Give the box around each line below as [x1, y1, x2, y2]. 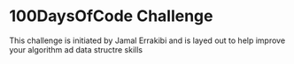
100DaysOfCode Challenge [9, 6, 213, 26]
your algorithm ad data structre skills [9, 44, 143, 54]
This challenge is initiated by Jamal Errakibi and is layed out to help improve [9, 35, 286, 46]
